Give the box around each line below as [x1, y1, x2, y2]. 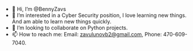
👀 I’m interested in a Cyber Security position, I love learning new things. [11, 12, 187, 19]
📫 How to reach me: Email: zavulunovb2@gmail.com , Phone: [11, 31, 162, 38]
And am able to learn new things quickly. [11, 18, 112, 25]
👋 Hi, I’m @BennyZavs [11, 6, 67, 12]
